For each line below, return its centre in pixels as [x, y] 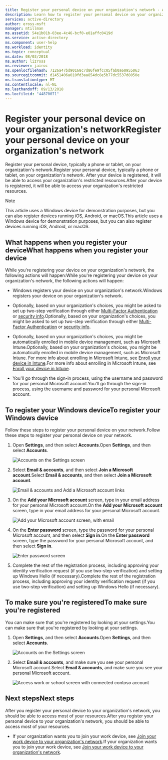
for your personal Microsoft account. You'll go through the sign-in [79, 384]
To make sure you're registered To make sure [76, 602]
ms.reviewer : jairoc [27, 66]
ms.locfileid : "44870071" [32, 94]
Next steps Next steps [39, 699]
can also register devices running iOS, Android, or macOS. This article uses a [84, 216]
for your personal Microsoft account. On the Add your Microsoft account [87, 505]
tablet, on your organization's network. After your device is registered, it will [83, 175]
